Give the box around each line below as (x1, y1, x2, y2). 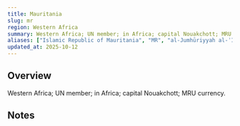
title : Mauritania (7, 10, 62, 18)
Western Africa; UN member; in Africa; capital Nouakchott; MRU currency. (7, 88, 226, 97)
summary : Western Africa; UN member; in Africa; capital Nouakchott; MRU (7, 30, 232, 38)
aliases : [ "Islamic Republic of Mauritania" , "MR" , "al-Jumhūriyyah (7, 37, 216, 44)
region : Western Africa (7, 23, 79, 31)
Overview (7, 70, 52, 82)
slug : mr (7, 17, 34, 24)
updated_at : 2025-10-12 (7, 43, 79, 51)
